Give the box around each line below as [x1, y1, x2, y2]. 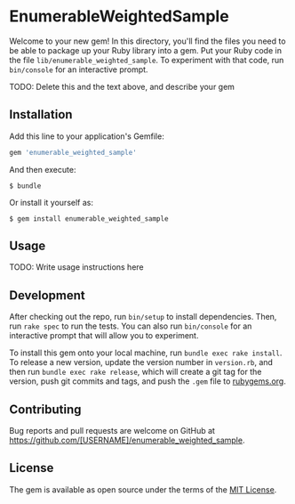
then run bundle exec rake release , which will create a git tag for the [9, 367, 262, 378]
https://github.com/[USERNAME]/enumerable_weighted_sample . [9, 435, 245, 446]
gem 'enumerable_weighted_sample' [9, 148, 138, 157]
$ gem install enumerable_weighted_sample [9, 214, 169, 224]
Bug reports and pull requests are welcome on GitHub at [9, 426, 216, 436]
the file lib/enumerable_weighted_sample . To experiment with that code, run [9, 54, 284, 65]
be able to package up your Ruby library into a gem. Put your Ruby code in [9, 45, 283, 55]
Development [9, 288, 86, 303]
